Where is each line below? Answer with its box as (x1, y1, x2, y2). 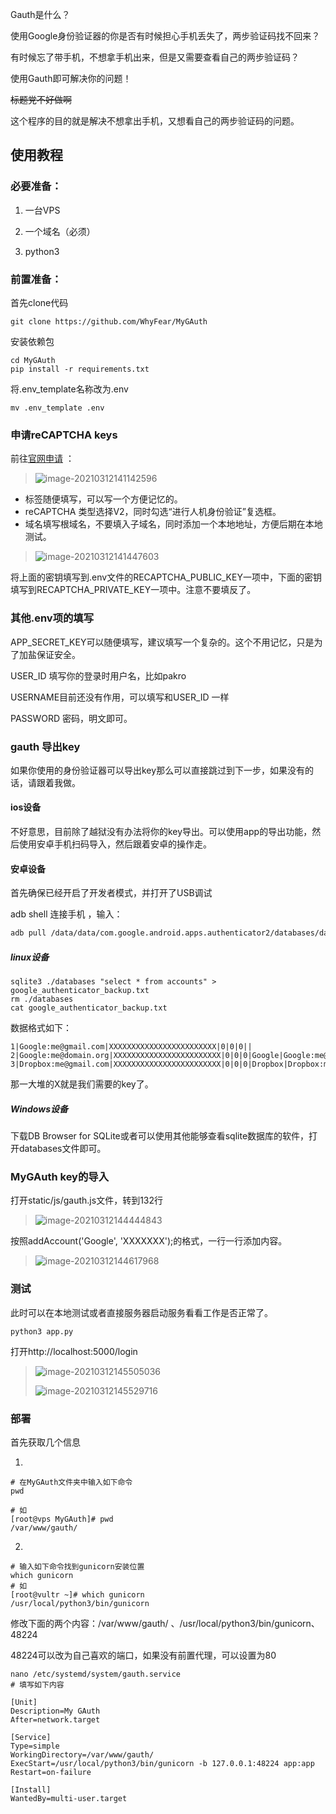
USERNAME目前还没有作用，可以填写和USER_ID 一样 (10, 691, 230, 703)
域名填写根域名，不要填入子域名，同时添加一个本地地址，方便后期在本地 (24, 518, 323, 530)
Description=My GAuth (10, 1706, 101, 1716)
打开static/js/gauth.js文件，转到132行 (10, 1194, 164, 1207)
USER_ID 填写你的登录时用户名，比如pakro (10, 669, 187, 682)
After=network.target (10, 1714, 101, 1725)
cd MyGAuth (10, 355, 56, 365)
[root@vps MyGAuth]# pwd (10, 1514, 114, 1524)
